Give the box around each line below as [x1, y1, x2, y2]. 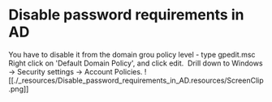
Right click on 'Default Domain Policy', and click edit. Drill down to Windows [8, 58, 263, 68]
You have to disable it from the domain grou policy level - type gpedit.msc [8, 49, 256, 59]
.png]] [8, 83, 29, 94]
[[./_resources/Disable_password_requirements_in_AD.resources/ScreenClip [8, 75, 264, 85]
